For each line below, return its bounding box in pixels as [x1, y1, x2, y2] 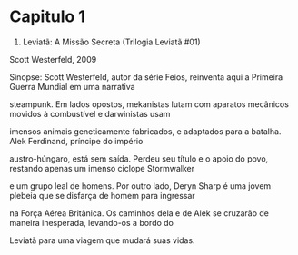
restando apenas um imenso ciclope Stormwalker [9, 162, 195, 173]
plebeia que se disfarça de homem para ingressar [9, 190, 195, 201]
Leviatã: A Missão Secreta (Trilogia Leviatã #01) [22, 36, 202, 47]
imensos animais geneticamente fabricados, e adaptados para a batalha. [9, 125, 282, 137]
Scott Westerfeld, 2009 [9, 54, 97, 64]
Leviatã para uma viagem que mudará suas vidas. [9, 234, 195, 246]
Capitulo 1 [9, 6, 86, 27]
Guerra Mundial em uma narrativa [9, 81, 135, 92]
